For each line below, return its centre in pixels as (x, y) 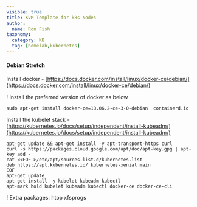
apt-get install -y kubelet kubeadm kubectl (64, 181)
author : (16, 23)
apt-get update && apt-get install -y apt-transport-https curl (89, 144)
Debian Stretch (26, 65)
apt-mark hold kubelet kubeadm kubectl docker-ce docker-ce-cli (89, 186)
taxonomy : (19, 35)
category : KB (28, 40)
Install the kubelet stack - (38, 120)
